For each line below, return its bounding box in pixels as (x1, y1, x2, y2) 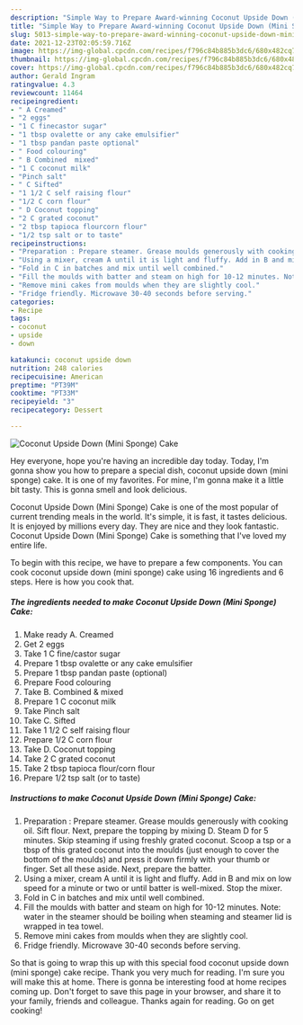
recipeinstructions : (10, 239, 88, 248)
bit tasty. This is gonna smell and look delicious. (10, 484, 188, 495)
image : (10, 47, 35, 56)
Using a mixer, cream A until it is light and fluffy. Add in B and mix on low (22, 873, 292, 884)
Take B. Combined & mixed (22, 686, 124, 697)
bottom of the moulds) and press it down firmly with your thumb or (22, 853, 271, 864)
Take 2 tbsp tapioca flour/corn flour (22, 762, 156, 773)
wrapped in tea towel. (22, 921, 104, 931)
